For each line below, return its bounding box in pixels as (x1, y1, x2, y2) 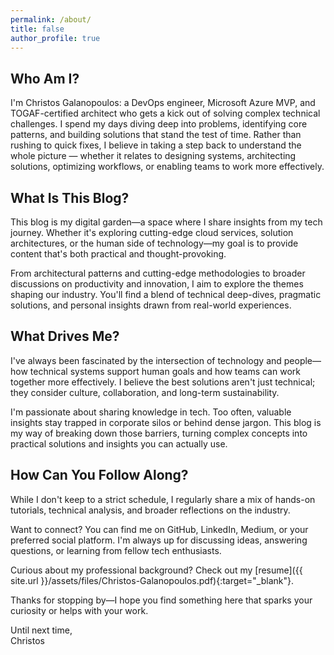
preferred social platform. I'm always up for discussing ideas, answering (10, 534, 308, 546)
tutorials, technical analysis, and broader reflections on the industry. (10, 504, 291, 516)
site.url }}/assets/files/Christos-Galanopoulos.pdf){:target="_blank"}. (10, 574, 295, 586)
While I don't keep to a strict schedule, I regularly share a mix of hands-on (10, 493, 316, 505)
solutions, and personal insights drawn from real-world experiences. (10, 299, 292, 311)
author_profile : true (10, 33, 101, 43)
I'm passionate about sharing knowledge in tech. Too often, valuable (10, 406, 292, 418)
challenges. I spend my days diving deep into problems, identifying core (10, 118, 308, 130)
